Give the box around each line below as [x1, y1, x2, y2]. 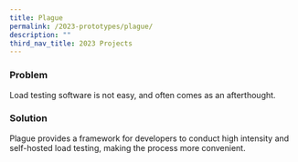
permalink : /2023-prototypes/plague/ [9, 22, 154, 31]
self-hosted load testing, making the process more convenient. [9, 142, 246, 153]
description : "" [9, 30, 71, 39]
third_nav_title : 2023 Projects [9, 38, 133, 48]
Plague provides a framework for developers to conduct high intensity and [9, 133, 290, 144]
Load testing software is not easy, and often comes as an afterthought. [9, 89, 276, 100]
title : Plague [9, 13, 64, 23]
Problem [9, 69, 48, 82]
